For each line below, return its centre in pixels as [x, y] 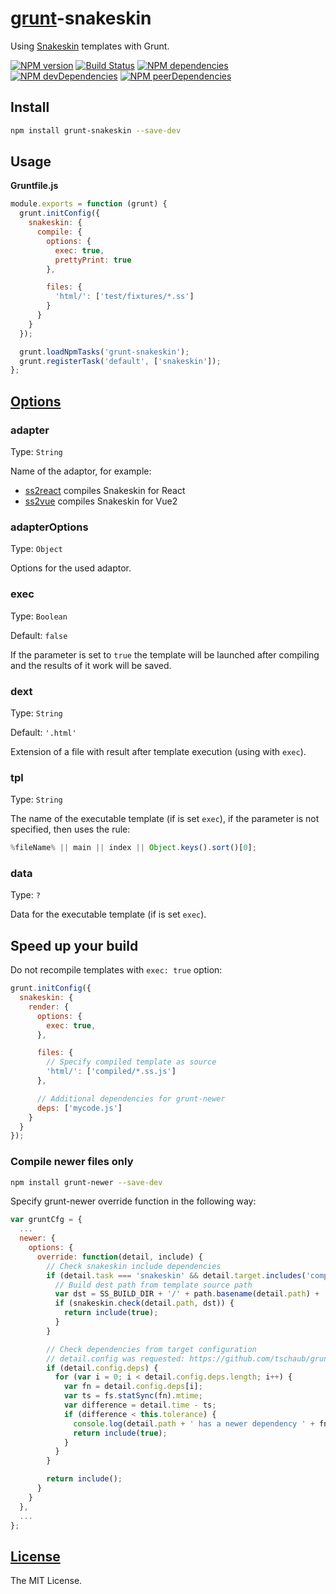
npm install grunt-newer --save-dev [86, 1182]
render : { [49, 1007]
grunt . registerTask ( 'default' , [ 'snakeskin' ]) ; [120, 361]
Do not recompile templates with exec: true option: [116, 970]
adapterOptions [49, 527]
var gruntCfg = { [46, 1220]
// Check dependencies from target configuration [151, 1349]
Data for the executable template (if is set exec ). [108, 914]
